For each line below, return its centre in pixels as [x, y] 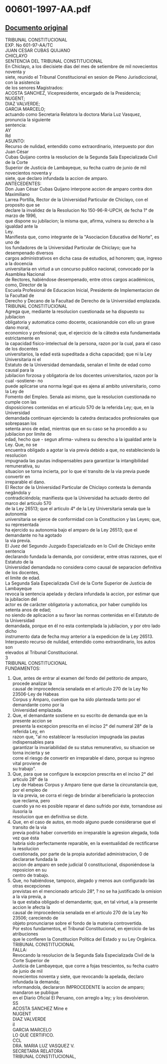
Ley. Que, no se [21, 445]
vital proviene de [30, 763]
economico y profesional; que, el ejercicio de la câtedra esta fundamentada [83, 333]
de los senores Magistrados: [34, 88]
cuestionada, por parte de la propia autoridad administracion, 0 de [81, 854]
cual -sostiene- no [24, 381]
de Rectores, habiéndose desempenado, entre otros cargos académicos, [80, 280]
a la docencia [19, 263]
